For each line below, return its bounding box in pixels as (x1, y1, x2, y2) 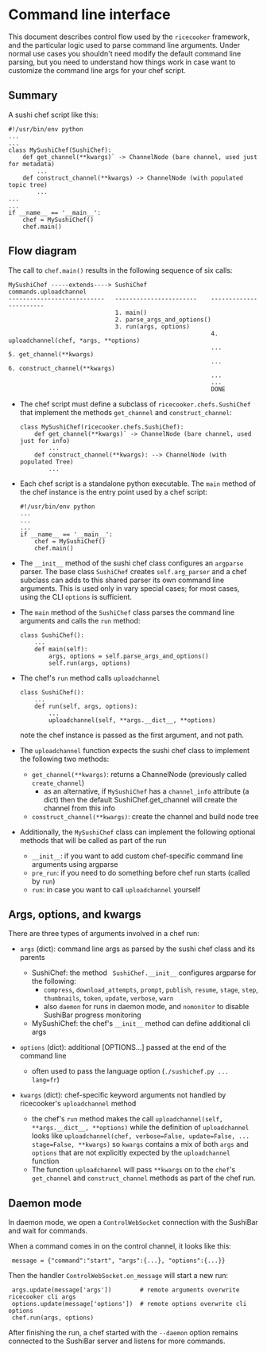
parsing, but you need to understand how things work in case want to (8, 57, 236, 67)
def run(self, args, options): (34, 702, 138, 710)
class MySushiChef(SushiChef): (8, 146, 112, 154)
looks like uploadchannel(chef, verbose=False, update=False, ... (31, 1131, 250, 1140)
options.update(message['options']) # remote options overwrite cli (11, 1300, 247, 1308)
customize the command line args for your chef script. (8, 65, 187, 75)
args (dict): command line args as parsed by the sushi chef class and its (19, 944, 256, 954)
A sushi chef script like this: (8, 110, 99, 119)
